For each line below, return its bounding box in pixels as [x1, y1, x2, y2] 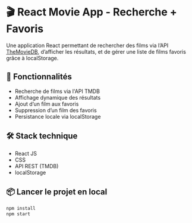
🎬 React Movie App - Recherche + [6, 5, 177, 19]
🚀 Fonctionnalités [6, 72, 73, 82]
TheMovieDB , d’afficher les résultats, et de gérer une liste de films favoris [6, 48, 186, 55]
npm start [6, 211, 31, 217]
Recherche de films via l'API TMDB [14, 88, 100, 95]
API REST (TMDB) [14, 162, 59, 169]
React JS [14, 150, 37, 157]
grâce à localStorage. [6, 54, 59, 61]
